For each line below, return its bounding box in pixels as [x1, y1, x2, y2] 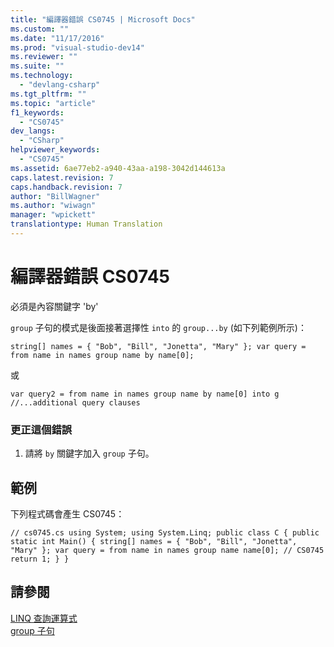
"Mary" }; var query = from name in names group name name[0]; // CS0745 [10, 545, 325, 555]
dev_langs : [10, 126, 56, 136]
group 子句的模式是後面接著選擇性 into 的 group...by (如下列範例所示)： [10, 321, 307, 333]
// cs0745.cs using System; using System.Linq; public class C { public [10, 527, 320, 538]
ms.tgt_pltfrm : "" [10, 89, 87, 99]
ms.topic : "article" [10, 98, 97, 108]
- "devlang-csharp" [19, 80, 101, 90]
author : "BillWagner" [10, 191, 101, 201]
